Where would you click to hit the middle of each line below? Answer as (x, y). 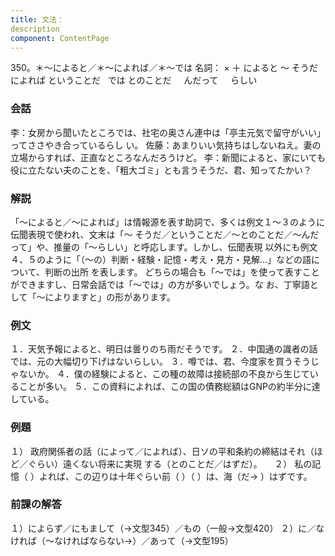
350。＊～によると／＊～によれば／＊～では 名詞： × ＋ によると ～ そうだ (164, 68)
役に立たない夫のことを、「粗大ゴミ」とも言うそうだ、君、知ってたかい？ (161, 170)
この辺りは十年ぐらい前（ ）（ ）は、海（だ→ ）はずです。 (193, 476)
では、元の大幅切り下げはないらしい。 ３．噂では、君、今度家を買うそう (160, 362)
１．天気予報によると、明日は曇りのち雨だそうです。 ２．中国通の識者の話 (164, 349)
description (35, 29)
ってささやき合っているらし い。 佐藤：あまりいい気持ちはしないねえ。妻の (166, 145)
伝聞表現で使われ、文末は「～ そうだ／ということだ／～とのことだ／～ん (160, 234)
